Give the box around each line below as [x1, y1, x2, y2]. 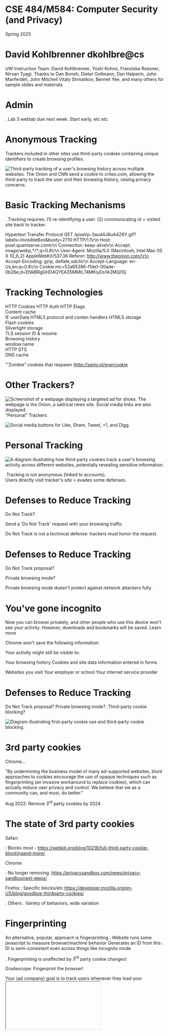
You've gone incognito [5, 603, 102, 614]
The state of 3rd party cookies [5, 818, 135, 830]
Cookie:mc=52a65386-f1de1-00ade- [39, 263, 116, 269]
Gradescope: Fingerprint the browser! [5, 966, 84, 972]
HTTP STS [5, 346, 27, 352]
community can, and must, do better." [5, 790, 83, 796]
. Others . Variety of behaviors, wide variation [5, 900, 99, 906]
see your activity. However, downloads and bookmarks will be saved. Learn [5, 624, 161, 631]
